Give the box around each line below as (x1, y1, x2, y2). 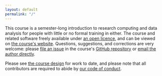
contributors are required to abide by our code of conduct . (5, 65, 122, 71)
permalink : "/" (5, 12, 36, 17)
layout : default (5, 7, 38, 12)
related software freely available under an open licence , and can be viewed (5, 35, 156, 41)
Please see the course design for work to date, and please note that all (5, 60, 146, 66)
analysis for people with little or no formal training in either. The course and (5, 30, 155, 36)
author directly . (5, 51, 35, 57)
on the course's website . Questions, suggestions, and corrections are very (5, 40, 154, 46)
